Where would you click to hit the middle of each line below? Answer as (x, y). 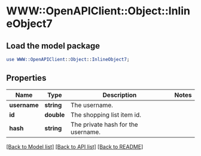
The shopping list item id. (106, 115)
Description (120, 95)
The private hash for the (105, 124)
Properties (26, 78)
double (55, 115)
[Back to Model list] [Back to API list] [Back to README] (75, 146)
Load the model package (53, 46)
